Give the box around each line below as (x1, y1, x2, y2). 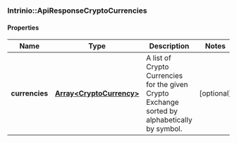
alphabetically (145, 115, 193, 125)
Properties (7, 23, 39, 32)
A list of (145, 53, 171, 63)
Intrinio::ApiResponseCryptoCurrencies (7, 6, 147, 16)
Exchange (145, 98, 179, 108)
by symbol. (145, 124, 183, 134)
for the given (145, 80, 188, 90)
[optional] (199, 88, 232, 98)
